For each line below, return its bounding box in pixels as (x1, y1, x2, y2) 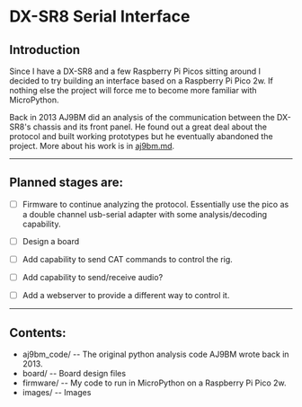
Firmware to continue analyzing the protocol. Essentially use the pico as (22, 199, 289, 209)
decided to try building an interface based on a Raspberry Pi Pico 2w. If (9, 75, 274, 86)
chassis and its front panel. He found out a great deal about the (32, 121, 268, 132)
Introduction (9, 42, 81, 58)
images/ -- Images (22, 386, 92, 397)
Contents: (9, 325, 67, 341)
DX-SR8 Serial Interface (9, 6, 191, 27)
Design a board (22, 235, 79, 246)
